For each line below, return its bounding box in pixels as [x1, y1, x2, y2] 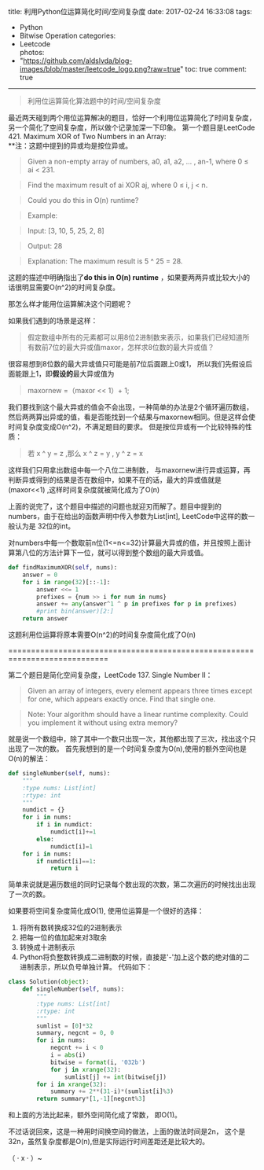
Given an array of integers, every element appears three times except [27, 686, 253, 695]
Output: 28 [27, 241, 63, 250]
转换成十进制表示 [19, 943, 75, 952]
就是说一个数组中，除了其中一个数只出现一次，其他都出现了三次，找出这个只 [8, 734, 256, 743]
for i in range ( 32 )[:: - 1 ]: [22, 578, 111, 586]
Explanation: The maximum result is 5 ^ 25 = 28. [27, 256, 183, 266]
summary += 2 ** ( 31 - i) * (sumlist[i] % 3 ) [49, 1087, 174, 1095]
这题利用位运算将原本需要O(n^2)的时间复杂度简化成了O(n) [8, 630, 196, 639]
